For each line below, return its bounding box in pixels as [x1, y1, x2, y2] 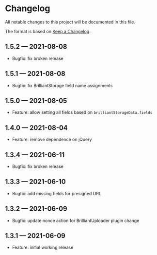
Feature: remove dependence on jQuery [12, 137, 92, 143]
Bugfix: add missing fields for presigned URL [12, 190, 102, 196]
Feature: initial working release [12, 244, 74, 251]
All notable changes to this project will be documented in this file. [5, 19, 136, 25]
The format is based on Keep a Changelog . [5, 28, 91, 34]
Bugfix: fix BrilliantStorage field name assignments [12, 82, 113, 88]
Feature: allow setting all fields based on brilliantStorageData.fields [12, 109, 153, 115]
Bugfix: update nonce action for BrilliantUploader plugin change [12, 218, 140, 223]
